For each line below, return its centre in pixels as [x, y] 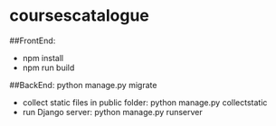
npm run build [48, 67]
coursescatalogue [79, 16]
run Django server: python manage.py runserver [113, 112]
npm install [43, 58]
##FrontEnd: [33, 40]
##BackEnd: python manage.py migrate [83, 85]
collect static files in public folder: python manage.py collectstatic [145, 102]
